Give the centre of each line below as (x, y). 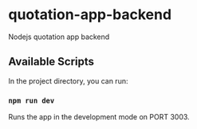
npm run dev (32, 100)
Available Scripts (51, 62)
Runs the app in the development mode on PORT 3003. (99, 117)
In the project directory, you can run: (68, 80)
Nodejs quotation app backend (59, 37)
